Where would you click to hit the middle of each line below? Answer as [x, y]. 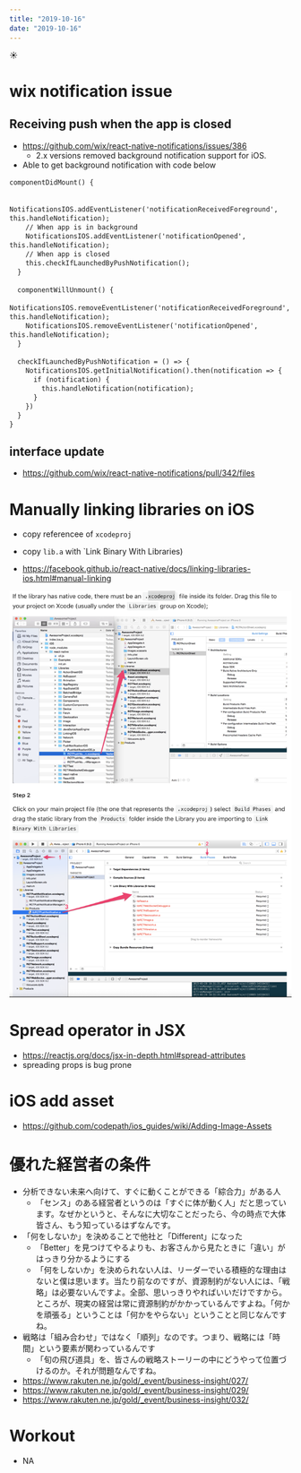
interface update [57, 451]
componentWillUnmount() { [66, 290]
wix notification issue [91, 91]
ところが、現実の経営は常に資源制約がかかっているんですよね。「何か [163, 1303]
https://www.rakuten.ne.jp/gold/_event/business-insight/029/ [135, 1390]
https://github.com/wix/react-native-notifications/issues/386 [134, 146]
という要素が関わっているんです [97, 1348]
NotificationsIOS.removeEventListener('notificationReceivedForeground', [150, 308]
